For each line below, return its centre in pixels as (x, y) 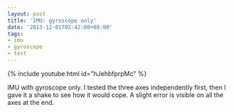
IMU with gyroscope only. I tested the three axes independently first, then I (116, 87)
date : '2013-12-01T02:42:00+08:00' (60, 27)
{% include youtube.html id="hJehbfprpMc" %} (77, 73)
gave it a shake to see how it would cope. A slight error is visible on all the (115, 95)
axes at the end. (31, 102)
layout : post (27, 14)
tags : (15, 34)
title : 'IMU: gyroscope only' (52, 21)
